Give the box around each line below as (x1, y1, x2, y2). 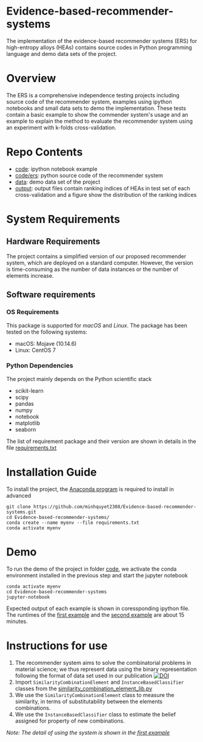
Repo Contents (6, 145, 83, 159)
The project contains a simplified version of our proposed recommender (6, 252, 187, 259)
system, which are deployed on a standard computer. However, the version (6, 259, 194, 266)
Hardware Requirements (6, 236, 101, 247)
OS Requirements (6, 308, 59, 317)
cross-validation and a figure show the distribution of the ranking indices (15, 191, 197, 198)
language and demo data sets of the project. (6, 50, 117, 57)
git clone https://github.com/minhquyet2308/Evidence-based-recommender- (6, 503, 197, 510)
